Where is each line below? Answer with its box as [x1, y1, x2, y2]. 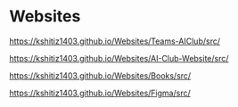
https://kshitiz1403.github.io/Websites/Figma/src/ [9, 87, 191, 98]
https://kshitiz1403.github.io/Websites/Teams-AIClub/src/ [9, 36, 221, 46]
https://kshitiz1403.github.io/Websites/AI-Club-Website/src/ [9, 53, 229, 63]
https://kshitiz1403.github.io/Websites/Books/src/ [9, 70, 192, 81]
